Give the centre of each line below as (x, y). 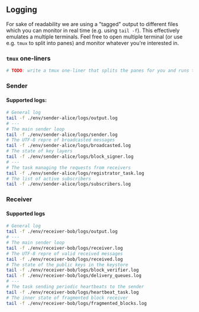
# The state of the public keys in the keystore (67, 265)
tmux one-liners (28, 58)
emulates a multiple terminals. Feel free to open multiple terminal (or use (94, 36)
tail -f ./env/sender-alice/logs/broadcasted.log (69, 146)
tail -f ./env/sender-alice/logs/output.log (62, 118)
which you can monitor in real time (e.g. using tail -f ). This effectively (93, 30)
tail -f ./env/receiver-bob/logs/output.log (62, 232)
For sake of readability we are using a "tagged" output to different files (92, 24)
